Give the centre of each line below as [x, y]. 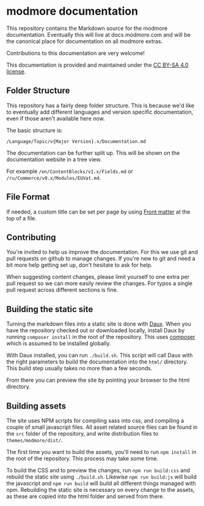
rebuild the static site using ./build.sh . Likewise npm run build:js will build [102, 477]
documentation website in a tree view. [54, 159]
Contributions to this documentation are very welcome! [76, 53]
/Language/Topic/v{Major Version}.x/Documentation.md [76, 141]
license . [16, 71]
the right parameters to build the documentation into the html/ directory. [97, 362]
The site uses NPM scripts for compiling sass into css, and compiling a [95, 421]
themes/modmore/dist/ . [35, 440]
